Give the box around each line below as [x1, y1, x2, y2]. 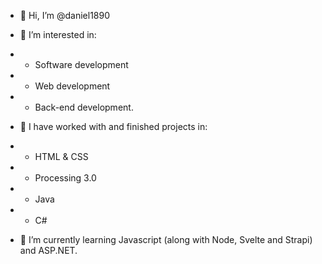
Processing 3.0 [34, 172, 97, 184]
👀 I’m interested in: [19, 29, 97, 40]
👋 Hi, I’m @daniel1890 [19, 10, 111, 21]
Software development [34, 59, 129, 70]
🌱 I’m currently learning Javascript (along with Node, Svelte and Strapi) [19, 234, 313, 245]
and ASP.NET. [19, 245, 78, 256]
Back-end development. [34, 101, 134, 113]
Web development [34, 80, 111, 92]
